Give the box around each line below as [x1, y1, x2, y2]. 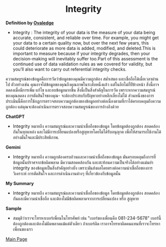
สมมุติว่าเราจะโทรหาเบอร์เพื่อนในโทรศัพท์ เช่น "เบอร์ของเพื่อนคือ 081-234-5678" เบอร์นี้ [12, 215, 162, 221]
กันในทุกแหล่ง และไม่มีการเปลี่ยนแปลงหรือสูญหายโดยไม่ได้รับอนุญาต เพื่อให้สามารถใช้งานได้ [12, 129, 162, 135]
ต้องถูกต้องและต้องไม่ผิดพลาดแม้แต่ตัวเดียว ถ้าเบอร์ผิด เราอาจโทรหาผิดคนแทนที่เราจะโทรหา [12, 220, 161, 226]
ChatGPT [5, 113, 25, 119]
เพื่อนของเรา [12, 226, 33, 232]
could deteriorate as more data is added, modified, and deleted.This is [12, 45, 156, 51]
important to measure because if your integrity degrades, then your [12, 50, 150, 56]
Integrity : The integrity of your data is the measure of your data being [12, 29, 155, 35]
